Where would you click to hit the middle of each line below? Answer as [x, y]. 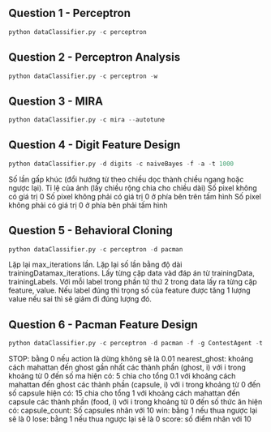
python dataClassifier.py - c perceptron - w [83, 76]
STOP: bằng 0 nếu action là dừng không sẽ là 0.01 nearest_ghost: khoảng [131, 359]
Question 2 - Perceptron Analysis [95, 57]
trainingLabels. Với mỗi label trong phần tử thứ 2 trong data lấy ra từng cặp [133, 282]
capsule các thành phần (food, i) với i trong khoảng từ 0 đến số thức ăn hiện [135, 402]
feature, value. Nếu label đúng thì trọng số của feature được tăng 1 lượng [129, 290]
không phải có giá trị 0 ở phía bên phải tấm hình [88, 205]
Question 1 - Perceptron [70, 13]
